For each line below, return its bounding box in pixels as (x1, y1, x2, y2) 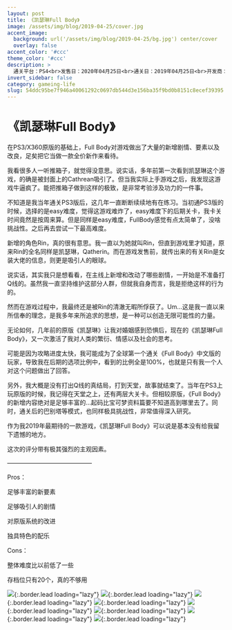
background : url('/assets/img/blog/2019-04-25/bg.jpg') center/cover (13, 36, 217, 43)
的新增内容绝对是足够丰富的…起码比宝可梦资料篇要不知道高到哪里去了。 (7, 398, 213, 407)
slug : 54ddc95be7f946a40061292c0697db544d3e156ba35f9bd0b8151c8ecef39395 (7, 87, 224, 94)
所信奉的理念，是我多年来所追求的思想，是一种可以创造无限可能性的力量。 (7, 311, 219, 319)
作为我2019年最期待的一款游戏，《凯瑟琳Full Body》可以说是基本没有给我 (7, 422, 214, 430)
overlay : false (13, 42, 57, 49)
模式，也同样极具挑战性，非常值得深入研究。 (67, 407, 195, 415)
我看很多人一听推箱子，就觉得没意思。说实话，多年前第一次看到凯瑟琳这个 (7, 166, 219, 175)
